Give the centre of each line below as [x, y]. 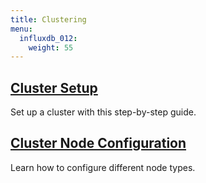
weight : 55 [51, 47]
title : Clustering [48, 19]
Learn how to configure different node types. [103, 167]
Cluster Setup [54, 87]
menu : [21, 29]
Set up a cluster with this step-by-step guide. [103, 112]
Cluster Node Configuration [98, 143]
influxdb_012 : [48, 38]
